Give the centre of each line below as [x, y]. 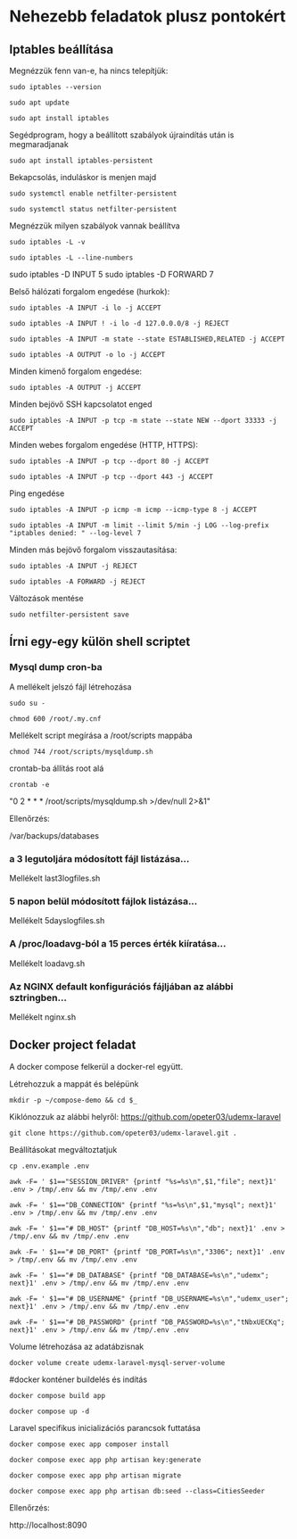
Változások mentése [46, 598]
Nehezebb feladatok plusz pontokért [148, 17]
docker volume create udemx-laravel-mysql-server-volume [117, 1362]
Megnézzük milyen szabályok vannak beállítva [95, 226]
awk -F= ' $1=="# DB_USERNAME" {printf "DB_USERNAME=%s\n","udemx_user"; [149, 1299]
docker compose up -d [49, 1411]
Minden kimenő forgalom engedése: [76, 371]
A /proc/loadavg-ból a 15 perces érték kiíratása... [118, 944]
